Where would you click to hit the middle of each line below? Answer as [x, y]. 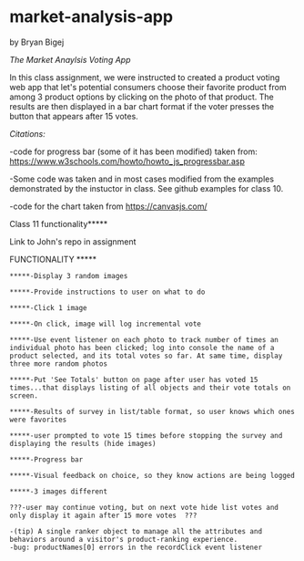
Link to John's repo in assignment [73, 241]
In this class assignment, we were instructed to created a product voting [145, 77]
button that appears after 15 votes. [74, 116]
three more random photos [58, 364]
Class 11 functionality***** [59, 223]
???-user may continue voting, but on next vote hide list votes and [144, 507]
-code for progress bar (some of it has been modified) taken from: [133, 151]
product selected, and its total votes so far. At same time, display [146, 356]
